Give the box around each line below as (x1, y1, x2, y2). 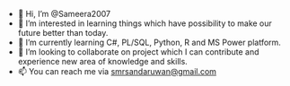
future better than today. (17, 28, 109, 38)
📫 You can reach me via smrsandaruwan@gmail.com (17, 66, 217, 76)
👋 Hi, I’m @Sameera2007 (17, 9, 110, 19)
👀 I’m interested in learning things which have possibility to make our (17, 18, 272, 29)
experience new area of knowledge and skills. (17, 56, 189, 66)
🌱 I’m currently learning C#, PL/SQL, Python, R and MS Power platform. (17, 37, 281, 47)
